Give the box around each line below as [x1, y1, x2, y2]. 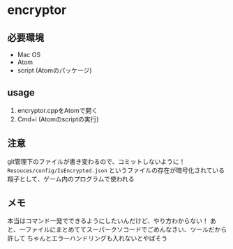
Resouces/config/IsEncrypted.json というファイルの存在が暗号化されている [7, 166, 225, 174]
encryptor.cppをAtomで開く [17, 106, 98, 114]
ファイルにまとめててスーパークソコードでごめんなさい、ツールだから [25, 225, 227, 234]
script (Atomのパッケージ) [17, 66, 92, 75]
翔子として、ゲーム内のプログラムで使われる [7, 174, 135, 183]
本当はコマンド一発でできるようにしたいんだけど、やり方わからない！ [7, 217, 209, 225]
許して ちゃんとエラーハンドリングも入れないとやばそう [7, 234, 168, 243]
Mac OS [17, 51, 40, 59]
